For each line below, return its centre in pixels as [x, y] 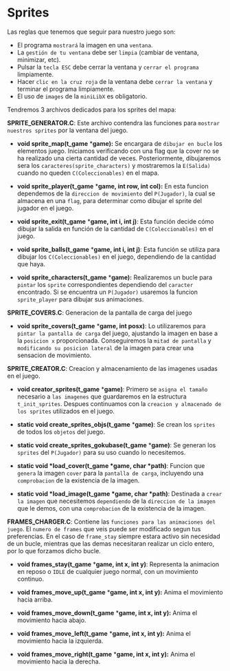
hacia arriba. [35, 599]
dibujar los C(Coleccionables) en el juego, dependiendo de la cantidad [116, 257]
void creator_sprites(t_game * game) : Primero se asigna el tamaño [112, 389]
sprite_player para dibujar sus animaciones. [80, 299]
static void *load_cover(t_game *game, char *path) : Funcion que [111, 465]
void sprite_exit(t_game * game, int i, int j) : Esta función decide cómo [115, 221]
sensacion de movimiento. [54, 355]
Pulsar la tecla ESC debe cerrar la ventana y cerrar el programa [108, 67]
